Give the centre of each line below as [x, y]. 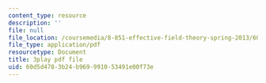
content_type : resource [47, 15]
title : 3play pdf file [46, 60]
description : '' [35, 23]
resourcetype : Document [47, 52]
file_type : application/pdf [55, 45]
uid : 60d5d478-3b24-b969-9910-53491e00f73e [81, 67]
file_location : [33, 38]
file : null [26, 30]
